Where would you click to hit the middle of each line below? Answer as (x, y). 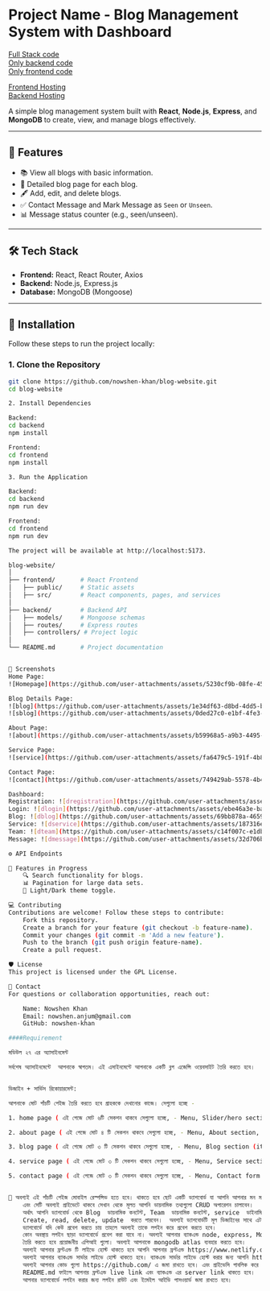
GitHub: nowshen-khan (59, 1024)
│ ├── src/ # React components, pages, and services (115, 595)
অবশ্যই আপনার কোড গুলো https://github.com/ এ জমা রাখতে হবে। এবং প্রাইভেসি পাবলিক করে (141, 1265)
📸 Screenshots (32, 669)
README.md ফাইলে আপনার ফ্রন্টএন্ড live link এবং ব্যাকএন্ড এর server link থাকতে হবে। (139, 1272)
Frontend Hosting (37, 87)
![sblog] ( (25, 714)
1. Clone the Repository (54, 365)
